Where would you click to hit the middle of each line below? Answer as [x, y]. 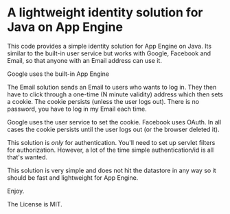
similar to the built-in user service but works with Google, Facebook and [109, 53]
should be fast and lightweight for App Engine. [73, 177]
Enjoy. [16, 191]
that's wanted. [27, 157]
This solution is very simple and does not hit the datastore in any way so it [112, 170]
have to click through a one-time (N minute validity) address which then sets [115, 94]
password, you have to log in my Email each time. [77, 109]
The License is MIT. [35, 204]
